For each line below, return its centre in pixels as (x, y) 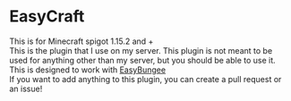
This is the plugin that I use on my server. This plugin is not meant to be (141, 50)
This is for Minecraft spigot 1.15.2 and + (81, 41)
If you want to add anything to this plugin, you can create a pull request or (145, 79)
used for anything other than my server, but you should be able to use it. (142, 60)
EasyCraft (47, 17)
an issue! (26, 88)
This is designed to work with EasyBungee (88, 70)
